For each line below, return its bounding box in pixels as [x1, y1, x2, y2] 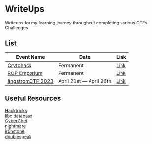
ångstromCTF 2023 [7, 77, 54, 84]
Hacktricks [5, 107, 27, 113]
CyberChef [5, 118, 28, 123]
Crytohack [7, 62, 32, 69]
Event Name [16, 53, 45, 60]
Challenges [5, 24, 28, 30]
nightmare [5, 123, 26, 129]
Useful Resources [5, 95, 61, 103]
